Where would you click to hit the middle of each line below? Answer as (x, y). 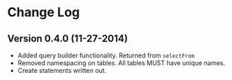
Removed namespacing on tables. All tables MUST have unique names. (121, 63)
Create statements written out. (62, 70)
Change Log (43, 12)
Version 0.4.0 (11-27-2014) (68, 39)
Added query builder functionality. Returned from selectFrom (106, 55)
